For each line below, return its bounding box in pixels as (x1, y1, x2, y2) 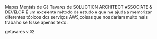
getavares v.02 (5, 29, 35, 34)
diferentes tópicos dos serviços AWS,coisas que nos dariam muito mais (5, 14, 148, 20)
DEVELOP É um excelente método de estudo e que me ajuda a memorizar (5, 9, 152, 15)
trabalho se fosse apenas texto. (5, 19, 68, 25)
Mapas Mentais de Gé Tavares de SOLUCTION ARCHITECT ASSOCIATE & (5, 4, 153, 10)
